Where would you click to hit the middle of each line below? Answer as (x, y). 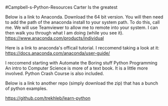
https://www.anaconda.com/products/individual (55, 38)
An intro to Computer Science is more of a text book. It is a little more (76, 68)
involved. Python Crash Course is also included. (55, 73)
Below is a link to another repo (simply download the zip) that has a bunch (82, 83)
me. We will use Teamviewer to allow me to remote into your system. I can (81, 27)
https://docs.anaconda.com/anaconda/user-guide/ (58, 53)
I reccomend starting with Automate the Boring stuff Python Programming (81, 63)
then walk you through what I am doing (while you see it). (64, 33)
